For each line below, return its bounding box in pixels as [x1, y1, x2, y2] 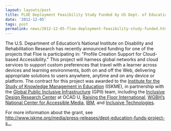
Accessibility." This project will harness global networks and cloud [19, 56, 159, 62]
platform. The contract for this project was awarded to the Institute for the [5, 78, 160, 84]
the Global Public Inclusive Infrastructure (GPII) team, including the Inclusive [5, 89, 165, 95]
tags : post [5, 21, 28, 27]
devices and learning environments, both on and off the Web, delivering [5, 67, 156, 74]
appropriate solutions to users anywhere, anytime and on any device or [5, 73, 155, 79]
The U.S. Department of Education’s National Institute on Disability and [5, 40, 153, 46]
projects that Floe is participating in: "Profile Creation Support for [5, 51, 142, 57]
